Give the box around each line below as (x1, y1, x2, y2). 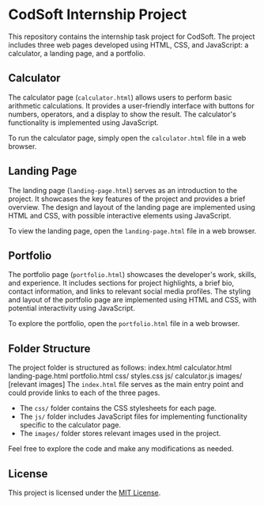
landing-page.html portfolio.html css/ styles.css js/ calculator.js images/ (8, 371, 243, 381)
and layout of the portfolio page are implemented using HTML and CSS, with (8, 295, 257, 305)
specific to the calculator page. (19, 420, 121, 430)
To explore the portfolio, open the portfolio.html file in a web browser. (8, 319, 240, 328)
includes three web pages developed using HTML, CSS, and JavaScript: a (8, 40, 249, 49)
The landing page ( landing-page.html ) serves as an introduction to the (8, 185, 238, 195)
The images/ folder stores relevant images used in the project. (19, 429, 221, 439)
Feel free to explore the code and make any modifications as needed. (8, 444, 234, 454)
